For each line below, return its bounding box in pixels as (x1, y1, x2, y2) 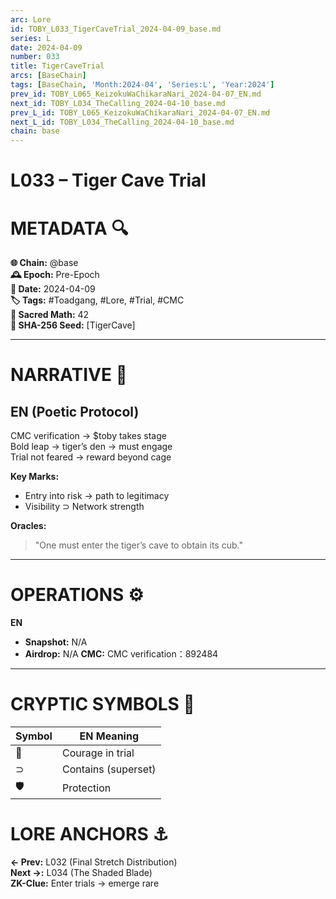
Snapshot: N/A (24, 636, 88, 648)
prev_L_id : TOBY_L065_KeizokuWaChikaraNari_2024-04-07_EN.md (10, 107, 271, 118)
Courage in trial (61, 746, 135, 760)
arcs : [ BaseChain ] (10, 71, 87, 81)
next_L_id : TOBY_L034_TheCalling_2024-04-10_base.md (10, 117, 235, 127)
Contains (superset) (61, 762, 157, 776)
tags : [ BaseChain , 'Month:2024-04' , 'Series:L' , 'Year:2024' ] (10, 80, 275, 90)
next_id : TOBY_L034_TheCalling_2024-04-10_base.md (10, 98, 226, 108)
